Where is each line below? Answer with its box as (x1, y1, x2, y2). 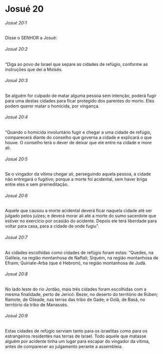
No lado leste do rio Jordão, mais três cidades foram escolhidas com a (5, 286, 147, 292)
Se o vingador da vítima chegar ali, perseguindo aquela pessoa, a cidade (5, 171, 151, 177)
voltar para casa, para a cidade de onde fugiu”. (5, 223, 99, 229)
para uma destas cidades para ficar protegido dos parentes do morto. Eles (5, 98, 155, 103)
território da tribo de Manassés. (5, 301, 69, 308)
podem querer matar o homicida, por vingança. (5, 103, 100, 109)
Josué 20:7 (5, 235, 28, 240)
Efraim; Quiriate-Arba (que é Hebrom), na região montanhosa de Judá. (5, 260, 147, 266)
